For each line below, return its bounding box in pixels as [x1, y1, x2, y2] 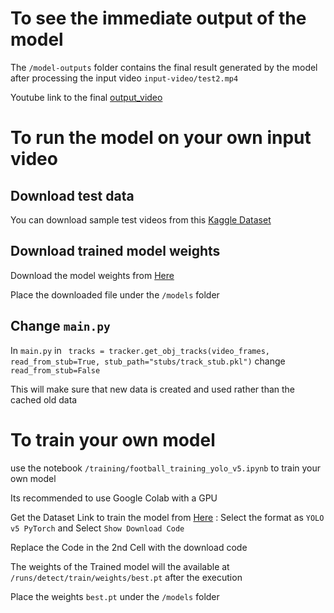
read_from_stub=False [10, 365, 101, 376]
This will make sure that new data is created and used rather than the [10, 383, 296, 395]
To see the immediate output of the [10, 7, 307, 30]
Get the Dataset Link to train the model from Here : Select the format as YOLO [10, 511, 325, 523]
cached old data [10, 393, 78, 406]
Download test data [10, 187, 135, 204]
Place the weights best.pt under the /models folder [10, 590, 220, 602]
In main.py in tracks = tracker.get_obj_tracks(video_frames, [10, 344, 270, 356]
